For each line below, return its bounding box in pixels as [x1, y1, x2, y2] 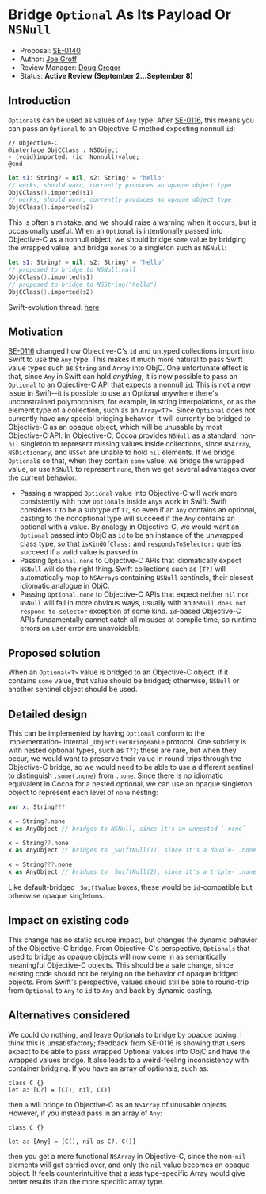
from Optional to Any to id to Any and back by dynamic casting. [8, 985, 213, 995]
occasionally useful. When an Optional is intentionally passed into [8, 226, 223, 236]
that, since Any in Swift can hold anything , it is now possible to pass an [8, 372, 237, 381]
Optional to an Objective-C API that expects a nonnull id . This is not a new [8, 380, 252, 390]
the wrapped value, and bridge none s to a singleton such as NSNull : [8, 243, 227, 253]
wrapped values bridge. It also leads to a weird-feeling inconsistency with [8, 1055, 249, 1065]
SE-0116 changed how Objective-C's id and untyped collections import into [8, 346, 255, 356]
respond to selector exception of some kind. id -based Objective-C [19, 606, 241, 616]
